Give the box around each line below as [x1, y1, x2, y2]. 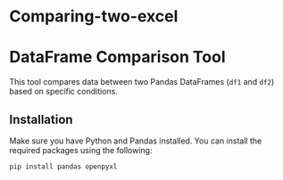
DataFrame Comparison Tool [9, 47, 226, 68]
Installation [9, 111, 73, 127]
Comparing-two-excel [9, 6, 179, 27]
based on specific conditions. [9, 86, 118, 97]
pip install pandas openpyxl [9, 162, 118, 171]
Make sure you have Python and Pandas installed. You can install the [9, 135, 262, 146]
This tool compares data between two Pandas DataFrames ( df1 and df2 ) [9, 77, 275, 87]
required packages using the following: [9, 144, 153, 155]
